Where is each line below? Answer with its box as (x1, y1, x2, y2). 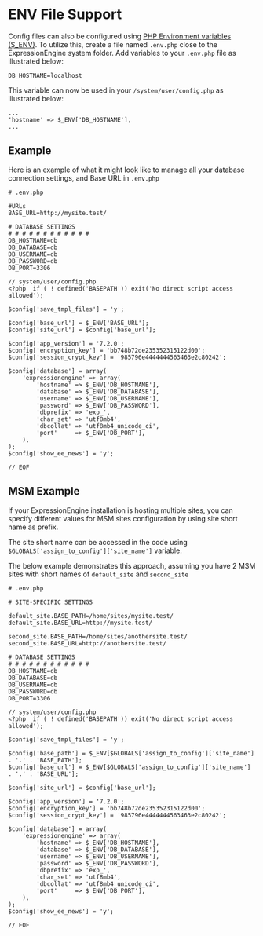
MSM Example (8, 484, 80, 498)
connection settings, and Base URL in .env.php (8, 173, 159, 182)
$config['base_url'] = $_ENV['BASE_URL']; (8, 319, 149, 327)
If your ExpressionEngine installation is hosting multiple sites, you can (8, 505, 233, 515)
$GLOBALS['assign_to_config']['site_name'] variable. (8, 546, 182, 555)
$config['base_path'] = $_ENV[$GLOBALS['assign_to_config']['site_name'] (8, 749, 255, 757)
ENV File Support (8, 5, 122, 24)
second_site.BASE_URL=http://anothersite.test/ (8, 639, 167, 647)
